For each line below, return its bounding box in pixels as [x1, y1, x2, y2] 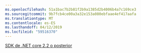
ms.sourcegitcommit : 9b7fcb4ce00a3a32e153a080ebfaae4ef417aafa [5, 12, 137, 16]
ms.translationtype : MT [5, 16, 54, 21]
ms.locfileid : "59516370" [5, 29, 58, 34]
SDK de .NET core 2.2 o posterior [5, 43, 72, 48]
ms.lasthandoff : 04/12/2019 [5, 25, 62, 30]
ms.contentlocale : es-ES [5, 20, 56, 26]
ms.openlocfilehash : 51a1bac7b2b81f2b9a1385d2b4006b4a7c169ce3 [5, 7, 137, 12]
